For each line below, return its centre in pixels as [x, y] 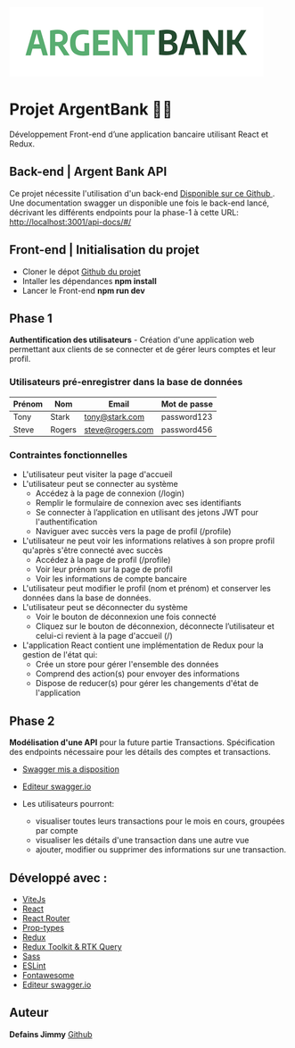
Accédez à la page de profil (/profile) [103, 560]
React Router [46, 918]
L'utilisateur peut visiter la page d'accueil [97, 474]
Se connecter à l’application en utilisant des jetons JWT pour [147, 513]
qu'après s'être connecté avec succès [92, 550]
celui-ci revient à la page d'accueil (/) [104, 636]
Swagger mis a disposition [71, 769]
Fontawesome [48, 976]
